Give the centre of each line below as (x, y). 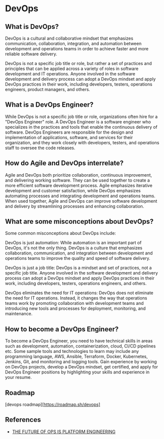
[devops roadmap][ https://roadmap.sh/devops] (53, 405)
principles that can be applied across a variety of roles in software (72, 69)
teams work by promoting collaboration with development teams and (74, 303)
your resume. (18, 377)
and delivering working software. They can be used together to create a (78, 180)
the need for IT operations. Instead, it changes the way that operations (76, 298)
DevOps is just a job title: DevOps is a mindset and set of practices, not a (78, 268)
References (23, 420)
